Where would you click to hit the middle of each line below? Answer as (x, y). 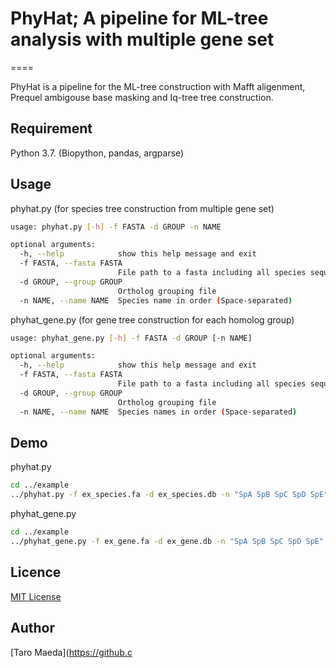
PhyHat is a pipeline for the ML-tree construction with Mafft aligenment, (158, 86)
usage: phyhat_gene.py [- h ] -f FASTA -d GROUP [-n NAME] (131, 338)
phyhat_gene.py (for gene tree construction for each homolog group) (152, 319)
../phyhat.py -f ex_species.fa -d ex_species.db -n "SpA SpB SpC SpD (158, 495)
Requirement (51, 128)
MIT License (36, 596)
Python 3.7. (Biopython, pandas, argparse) (97, 153)
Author (32, 628)
